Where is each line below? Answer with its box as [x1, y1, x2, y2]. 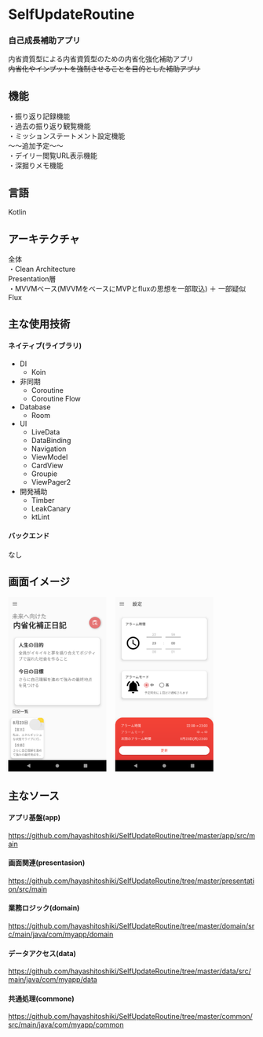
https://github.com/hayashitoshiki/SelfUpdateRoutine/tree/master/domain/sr [8, 922, 255, 931]
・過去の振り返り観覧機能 [8, 122, 91, 131]
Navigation [31, 444, 67, 453]
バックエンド [8, 531, 49, 540]
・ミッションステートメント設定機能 [8, 131, 126, 141]
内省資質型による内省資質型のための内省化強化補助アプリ [8, 54, 194, 64]
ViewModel [31, 452, 68, 461]
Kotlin [8, 207, 27, 217]
